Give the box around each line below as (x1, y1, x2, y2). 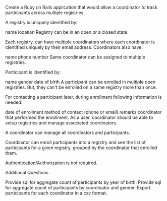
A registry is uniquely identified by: (5, 20, 78, 25)
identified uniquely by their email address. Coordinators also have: (5, 44, 143, 50)
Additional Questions (5, 170, 49, 175)
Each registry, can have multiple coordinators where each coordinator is (5, 39, 155, 45)
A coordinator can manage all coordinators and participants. (5, 129, 130, 136)
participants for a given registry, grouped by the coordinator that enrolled (5, 145, 157, 151)
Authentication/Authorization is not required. (5, 160, 97, 166)
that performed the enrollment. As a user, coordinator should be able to (5, 114, 153, 120)
